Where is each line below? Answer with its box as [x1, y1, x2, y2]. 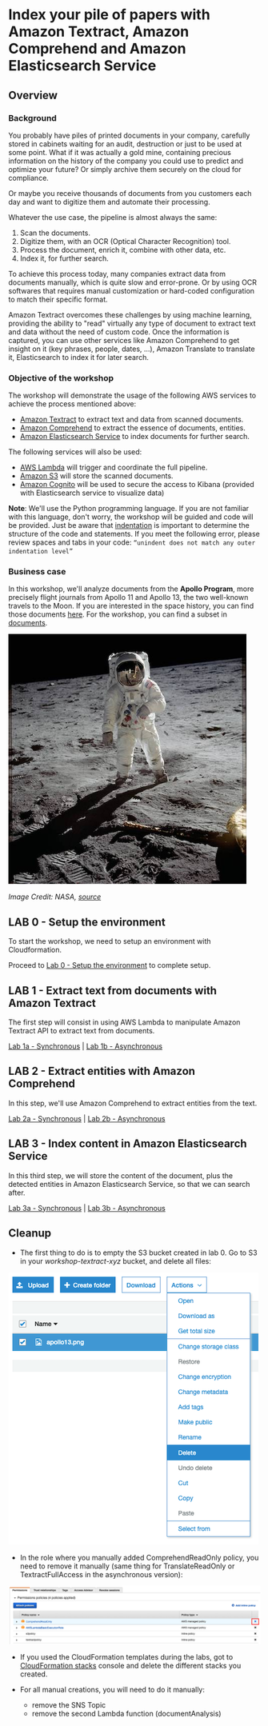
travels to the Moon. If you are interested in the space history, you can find [8, 601, 254, 611]
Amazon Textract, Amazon [8, 22, 190, 41]
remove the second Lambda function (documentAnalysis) [31, 1709, 222, 1719]
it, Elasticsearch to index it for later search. [8, 352, 150, 362]
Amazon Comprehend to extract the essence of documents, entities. [19, 423, 246, 433]
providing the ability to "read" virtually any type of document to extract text [8, 318, 256, 328]
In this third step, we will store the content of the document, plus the [8, 1170, 234, 1181]
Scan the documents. [19, 228, 90, 238]
